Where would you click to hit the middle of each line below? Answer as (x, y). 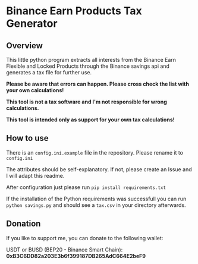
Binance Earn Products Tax (74, 11)
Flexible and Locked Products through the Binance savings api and (88, 66)
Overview (25, 45)
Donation (23, 224)
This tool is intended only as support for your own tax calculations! (90, 120)
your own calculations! (35, 90)
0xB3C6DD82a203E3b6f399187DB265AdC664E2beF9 (76, 256)
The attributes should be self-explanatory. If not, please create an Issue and (99, 169)
